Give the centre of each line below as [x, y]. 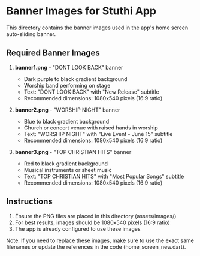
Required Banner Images [53, 53]
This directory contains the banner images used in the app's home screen [97, 28]
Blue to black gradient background [66, 121]
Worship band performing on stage [67, 85]
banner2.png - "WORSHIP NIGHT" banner [67, 110]
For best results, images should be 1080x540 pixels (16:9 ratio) [93, 222]
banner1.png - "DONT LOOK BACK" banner [69, 67]
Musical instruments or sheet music [68, 170]
